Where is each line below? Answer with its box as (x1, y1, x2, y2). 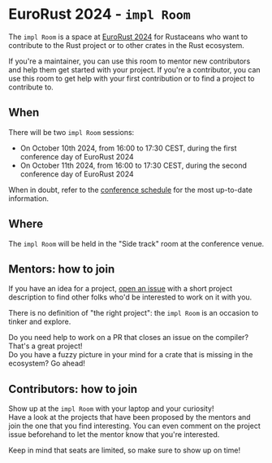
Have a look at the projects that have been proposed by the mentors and (8, 413, 251, 422)
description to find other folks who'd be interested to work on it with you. (8, 292, 253, 302)
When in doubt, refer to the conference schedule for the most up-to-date (8, 185, 253, 194)
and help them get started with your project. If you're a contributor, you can (8, 64, 261, 74)
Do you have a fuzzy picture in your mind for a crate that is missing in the (8, 350, 253, 360)
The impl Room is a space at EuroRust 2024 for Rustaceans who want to (8, 32, 248, 41)
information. (8, 193, 50, 203)
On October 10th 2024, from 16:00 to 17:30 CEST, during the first (19, 143, 237, 153)
